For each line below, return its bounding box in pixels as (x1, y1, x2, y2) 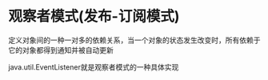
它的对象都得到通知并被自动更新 (8, 45, 114, 54)
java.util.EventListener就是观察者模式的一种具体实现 (8, 62, 179, 72)
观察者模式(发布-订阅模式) (8, 7, 180, 26)
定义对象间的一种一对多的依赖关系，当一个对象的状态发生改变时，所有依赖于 (8, 35, 261, 45)
